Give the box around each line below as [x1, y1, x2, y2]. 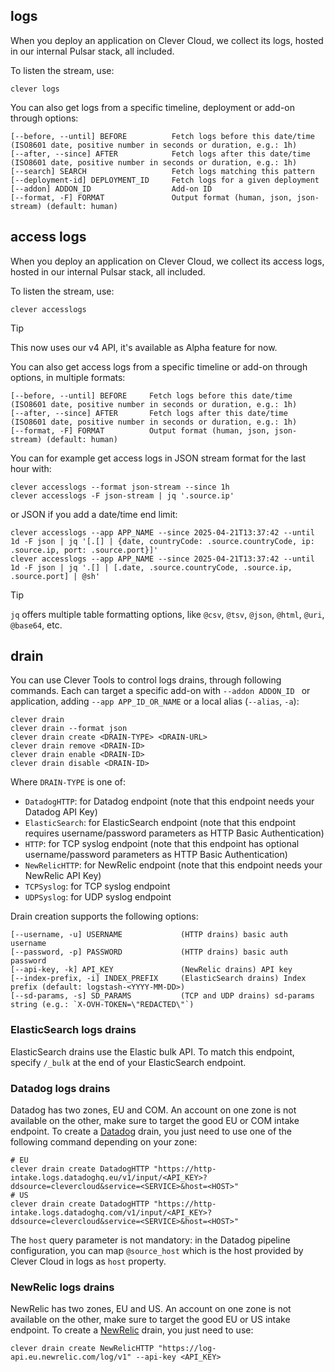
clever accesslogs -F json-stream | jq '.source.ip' [10, 490, 235, 501]
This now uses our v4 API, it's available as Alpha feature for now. [10, 341, 278, 353]
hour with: [10, 462, 52, 474]
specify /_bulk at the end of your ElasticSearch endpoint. [10, 1056, 247, 1068]
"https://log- [158, 1344, 217, 1354]
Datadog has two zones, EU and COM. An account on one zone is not [10, 1104, 297, 1116]
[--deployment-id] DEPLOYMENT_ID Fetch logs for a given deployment [10, 175, 320, 185]
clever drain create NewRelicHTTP [10, 1344, 155, 1354]
